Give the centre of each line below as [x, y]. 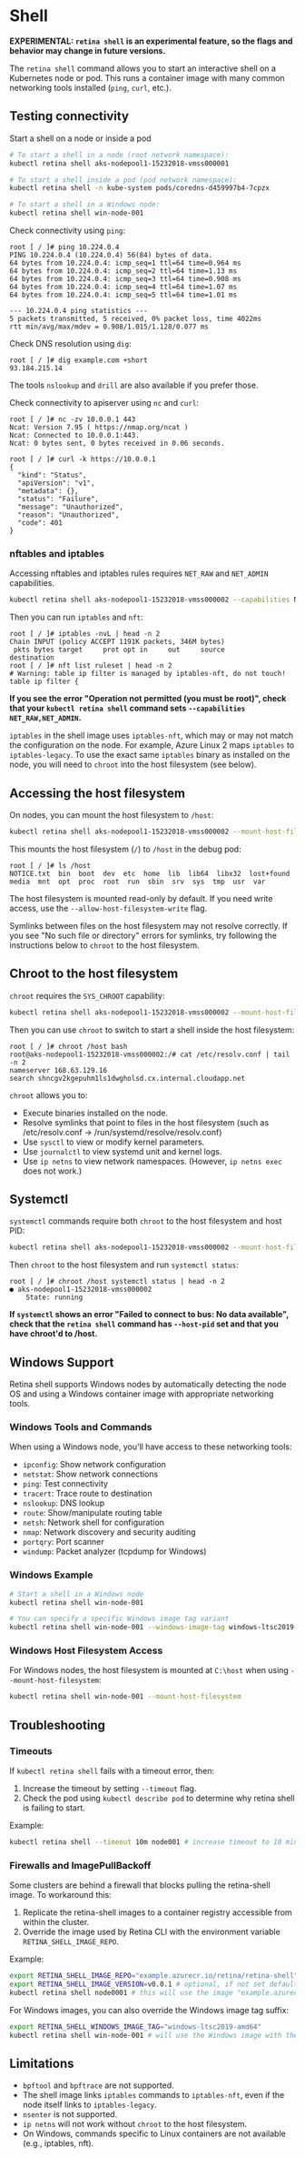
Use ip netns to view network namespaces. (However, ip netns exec [152, 1161]
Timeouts [31, 1750]
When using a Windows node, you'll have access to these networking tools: [151, 1447]
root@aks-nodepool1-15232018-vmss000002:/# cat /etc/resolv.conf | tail [150, 1054]
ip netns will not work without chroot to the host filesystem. [135, 2124]
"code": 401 [40, 523]
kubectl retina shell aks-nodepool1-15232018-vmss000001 [119, 163]
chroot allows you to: [49, 1095]
